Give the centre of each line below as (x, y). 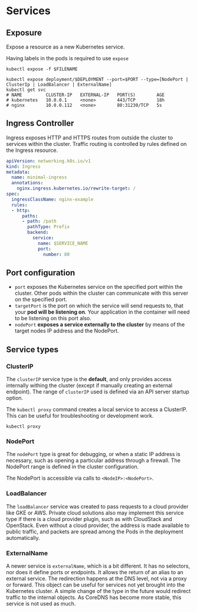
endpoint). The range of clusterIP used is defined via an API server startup (98, 392)
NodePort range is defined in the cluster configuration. (73, 467)
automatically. (23, 538)
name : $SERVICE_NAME (63, 243)
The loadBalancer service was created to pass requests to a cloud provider (97, 506)
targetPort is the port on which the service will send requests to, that (99, 306)
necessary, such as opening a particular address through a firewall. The (93, 460)
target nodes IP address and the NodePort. (67, 331)
